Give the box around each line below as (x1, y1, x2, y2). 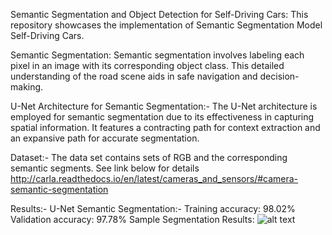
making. (10, 81, 44, 93)
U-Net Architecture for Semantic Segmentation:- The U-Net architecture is (10, 100, 318, 112)
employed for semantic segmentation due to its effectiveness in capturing (10, 111, 315, 123)
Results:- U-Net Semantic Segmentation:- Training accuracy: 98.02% (10, 203, 296, 214)
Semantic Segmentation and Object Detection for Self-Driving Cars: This (10, 9, 309, 20)
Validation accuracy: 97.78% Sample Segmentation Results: (10, 214, 255, 225)
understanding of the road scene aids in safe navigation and (10, 70, 258, 82)
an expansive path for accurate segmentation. (10, 132, 200, 144)
